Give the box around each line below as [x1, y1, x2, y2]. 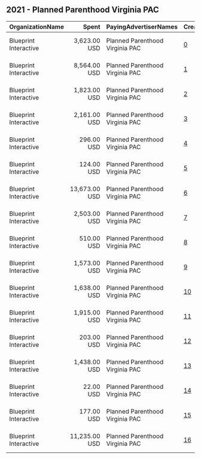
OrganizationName [9, 22, 65, 31]
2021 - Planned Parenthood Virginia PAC [6, 5, 160, 15]
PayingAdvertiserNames [106, 22, 178, 31]
